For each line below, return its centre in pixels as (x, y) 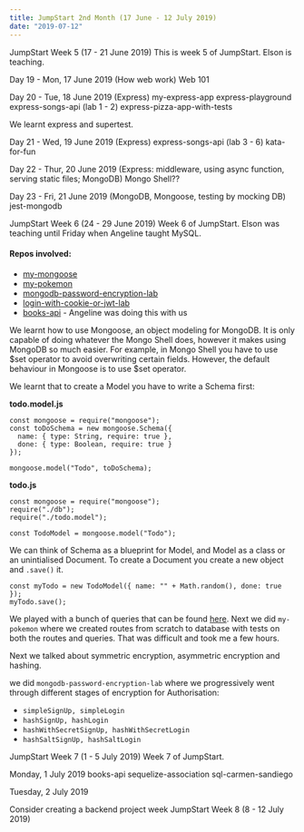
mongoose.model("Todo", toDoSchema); (81, 468)
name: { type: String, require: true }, (95, 436)
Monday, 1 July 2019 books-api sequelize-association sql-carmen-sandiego (151, 774)
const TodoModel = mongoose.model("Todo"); (93, 533)
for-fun (23, 152)
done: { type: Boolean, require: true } (95, 444)
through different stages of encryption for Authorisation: (114, 692)
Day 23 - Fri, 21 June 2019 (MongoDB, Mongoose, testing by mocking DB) (147, 196)
